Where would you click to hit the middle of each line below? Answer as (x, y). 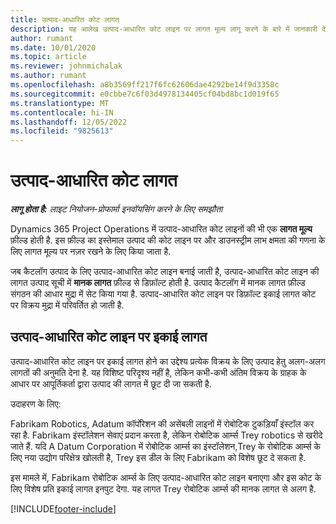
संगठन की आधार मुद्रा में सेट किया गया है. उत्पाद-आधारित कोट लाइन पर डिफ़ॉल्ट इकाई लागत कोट (163, 294)
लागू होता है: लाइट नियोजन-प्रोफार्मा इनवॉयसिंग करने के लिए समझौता (116, 209)
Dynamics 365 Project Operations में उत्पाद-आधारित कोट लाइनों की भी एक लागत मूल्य (161, 229)
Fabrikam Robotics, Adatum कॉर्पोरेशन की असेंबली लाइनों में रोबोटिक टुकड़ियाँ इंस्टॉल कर (162, 423)
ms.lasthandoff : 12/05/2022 (69, 122)
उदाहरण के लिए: (36, 403)
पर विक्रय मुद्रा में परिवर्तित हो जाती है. (67, 305)
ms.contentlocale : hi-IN (62, 112)
